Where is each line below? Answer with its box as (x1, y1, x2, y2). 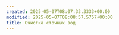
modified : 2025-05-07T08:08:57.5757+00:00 (6, 14, 113, 20)
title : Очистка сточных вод (6, 20, 76, 26)
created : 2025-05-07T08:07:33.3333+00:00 (6, 8, 111, 15)
